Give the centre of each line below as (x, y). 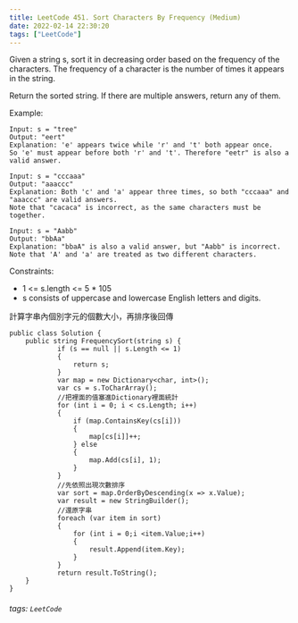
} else (85, 445)
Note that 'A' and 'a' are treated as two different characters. (133, 255)
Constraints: (32, 271)
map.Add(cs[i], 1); (125, 460)
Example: (26, 114)
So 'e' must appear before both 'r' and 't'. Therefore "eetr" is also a (149, 153)
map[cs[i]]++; (115, 437)
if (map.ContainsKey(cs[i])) (127, 421)
